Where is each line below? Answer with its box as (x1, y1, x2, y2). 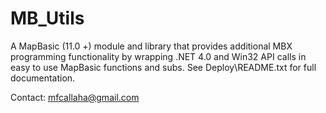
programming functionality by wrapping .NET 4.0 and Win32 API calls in (10, 50, 307, 62)
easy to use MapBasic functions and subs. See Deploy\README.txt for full (10, 61, 317, 73)
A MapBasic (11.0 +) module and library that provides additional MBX (10, 40, 293, 52)
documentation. (10, 72, 76, 84)
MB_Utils (10, 7, 85, 30)
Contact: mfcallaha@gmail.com (10, 91, 140, 103)
